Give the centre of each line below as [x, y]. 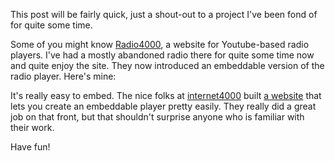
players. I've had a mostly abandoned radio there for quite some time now [162, 55]
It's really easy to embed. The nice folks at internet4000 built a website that [166, 95]
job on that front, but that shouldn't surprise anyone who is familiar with [157, 117]
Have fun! [30, 147]
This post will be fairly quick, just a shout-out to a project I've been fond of [164, 14]
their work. [32, 127]
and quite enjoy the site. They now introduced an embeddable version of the [167, 65]
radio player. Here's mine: [63, 76]
